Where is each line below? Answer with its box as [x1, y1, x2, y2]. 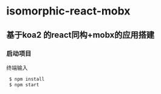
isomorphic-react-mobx [6, 4, 131, 18]
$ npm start [9, 81, 39, 88]
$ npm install [9, 76, 45, 82]
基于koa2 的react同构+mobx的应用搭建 [6, 30, 155, 40]
